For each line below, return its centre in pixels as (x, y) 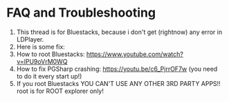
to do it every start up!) (49, 76)
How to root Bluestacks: (51, 54)
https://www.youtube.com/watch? (135, 54)
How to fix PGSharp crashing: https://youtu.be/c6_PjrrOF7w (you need (117, 69)
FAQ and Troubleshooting (81, 13)
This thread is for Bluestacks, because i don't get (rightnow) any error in (119, 32)
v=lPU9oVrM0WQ (42, 61)
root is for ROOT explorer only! (60, 91)
